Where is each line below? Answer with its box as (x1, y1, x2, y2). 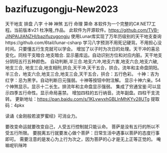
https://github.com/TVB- (108, 27, 159, 33)
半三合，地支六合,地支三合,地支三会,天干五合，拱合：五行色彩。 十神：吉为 (5, 71, 159, 77)
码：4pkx (5, 102, 24, 108)
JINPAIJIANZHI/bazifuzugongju (5, 33, 70, 39)
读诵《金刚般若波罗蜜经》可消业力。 (5, 113, 80, 119)
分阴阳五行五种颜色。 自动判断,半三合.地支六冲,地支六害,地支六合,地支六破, (5, 58, 159, 64)
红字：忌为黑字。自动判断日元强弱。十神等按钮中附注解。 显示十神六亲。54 (5, 77, 161, 83)
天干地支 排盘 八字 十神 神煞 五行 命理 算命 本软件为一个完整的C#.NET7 (5, 21, 151, 27)
